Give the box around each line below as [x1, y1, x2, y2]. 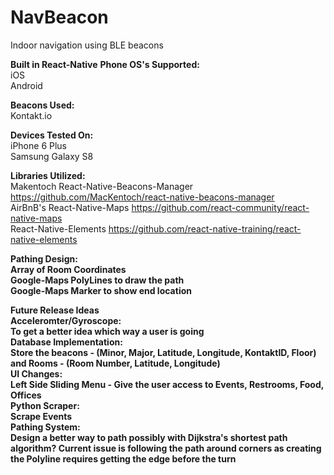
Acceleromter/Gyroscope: [10, 314, 122, 326]
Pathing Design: [10, 252, 78, 265]
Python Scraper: [10, 399, 80, 411]
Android [10, 79, 43, 91]
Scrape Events [10, 410, 73, 422]
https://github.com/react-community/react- [131, 201, 310, 213]
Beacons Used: [10, 99, 75, 111]
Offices [10, 389, 42, 401]
